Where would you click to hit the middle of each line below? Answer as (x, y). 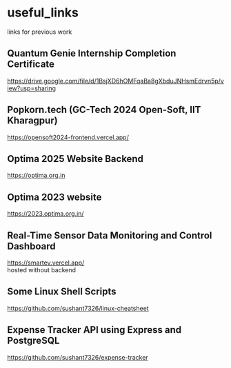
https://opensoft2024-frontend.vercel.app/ (68, 137)
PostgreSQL (33, 341)
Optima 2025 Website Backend (75, 159)
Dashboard (31, 246)
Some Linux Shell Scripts (62, 292)
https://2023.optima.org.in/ (46, 214)
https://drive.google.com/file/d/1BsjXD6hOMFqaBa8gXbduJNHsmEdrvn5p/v (115, 81)
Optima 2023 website (54, 197)
